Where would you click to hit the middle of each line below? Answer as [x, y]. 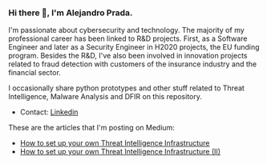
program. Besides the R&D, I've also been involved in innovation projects [128, 56]
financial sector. [35, 73]
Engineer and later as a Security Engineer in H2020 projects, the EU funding [134, 47]
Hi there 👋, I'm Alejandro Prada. [71, 13]
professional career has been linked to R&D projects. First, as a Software [128, 38]
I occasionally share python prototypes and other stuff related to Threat [126, 88]
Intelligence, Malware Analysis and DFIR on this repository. [105, 97]
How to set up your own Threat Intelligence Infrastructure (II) [120, 152]
